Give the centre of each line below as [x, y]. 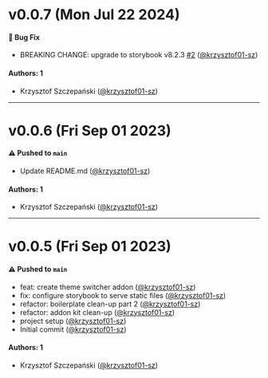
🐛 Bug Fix [24, 37]
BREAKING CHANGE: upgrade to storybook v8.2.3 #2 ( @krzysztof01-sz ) [139, 55]
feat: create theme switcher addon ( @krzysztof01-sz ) [108, 287]
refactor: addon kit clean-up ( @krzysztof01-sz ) [97, 312]
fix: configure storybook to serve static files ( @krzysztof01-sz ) [123, 295]
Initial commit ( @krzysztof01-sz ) [73, 329]
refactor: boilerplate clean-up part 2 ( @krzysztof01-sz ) [110, 304]
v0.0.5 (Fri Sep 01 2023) [90, 247]
